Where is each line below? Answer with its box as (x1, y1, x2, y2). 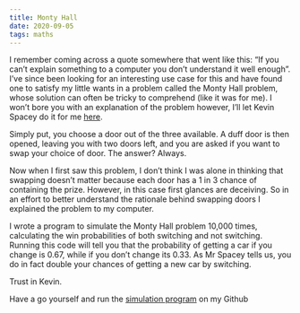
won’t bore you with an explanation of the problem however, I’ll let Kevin (9, 102, 275, 113)
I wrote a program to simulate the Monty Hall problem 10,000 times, (9, 221, 258, 231)
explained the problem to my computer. (9, 204, 155, 214)
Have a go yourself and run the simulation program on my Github (9, 293, 249, 305)
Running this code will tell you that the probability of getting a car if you (9, 239, 273, 251)
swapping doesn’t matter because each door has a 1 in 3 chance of (9, 175, 258, 186)
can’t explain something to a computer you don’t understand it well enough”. (9, 64, 291, 74)
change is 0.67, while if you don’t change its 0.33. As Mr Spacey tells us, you (9, 249, 292, 260)
